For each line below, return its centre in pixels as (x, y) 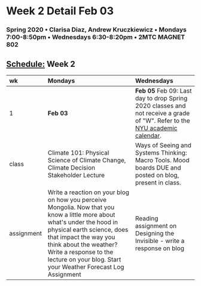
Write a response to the (80, 252)
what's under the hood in (83, 222)
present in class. (158, 182)
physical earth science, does (88, 229)
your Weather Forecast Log (86, 267)
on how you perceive (77, 199)
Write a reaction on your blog (89, 192)
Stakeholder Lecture (76, 175)
